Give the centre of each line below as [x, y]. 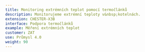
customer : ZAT [20, 33]
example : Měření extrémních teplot [43, 28]
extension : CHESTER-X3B [30, 19]
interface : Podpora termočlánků [39, 24]
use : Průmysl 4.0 [23, 38]
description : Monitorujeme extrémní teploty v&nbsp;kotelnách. [73, 14]
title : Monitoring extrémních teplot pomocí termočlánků [66, 10]
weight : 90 [17, 42]
